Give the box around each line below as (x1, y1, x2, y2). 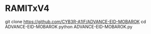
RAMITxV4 (5, 3, 50, 14)
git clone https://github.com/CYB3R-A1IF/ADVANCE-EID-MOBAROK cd (5, 19, 146, 24)
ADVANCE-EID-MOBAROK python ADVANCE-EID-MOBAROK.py (5, 23, 133, 29)
